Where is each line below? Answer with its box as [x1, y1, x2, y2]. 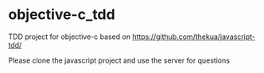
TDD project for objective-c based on [8, 32, 131, 41]
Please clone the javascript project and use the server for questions [8, 56, 231, 65]
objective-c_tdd [8, 6, 115, 24]
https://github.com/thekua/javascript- [132, 32, 256, 41]
